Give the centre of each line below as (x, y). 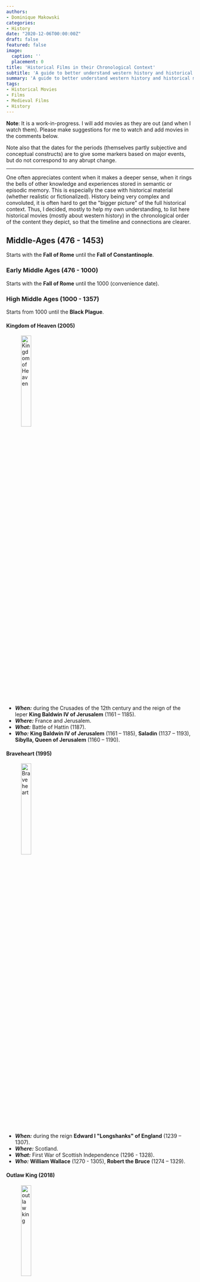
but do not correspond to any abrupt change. (62, 160)
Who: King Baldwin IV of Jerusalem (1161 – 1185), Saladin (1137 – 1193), (103, 734)
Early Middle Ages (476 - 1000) (52, 271)
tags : (13, 84)
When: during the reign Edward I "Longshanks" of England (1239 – (98, 1136)
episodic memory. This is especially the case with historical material (90, 190)
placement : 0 (28, 62)
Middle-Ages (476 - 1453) (55, 240)
